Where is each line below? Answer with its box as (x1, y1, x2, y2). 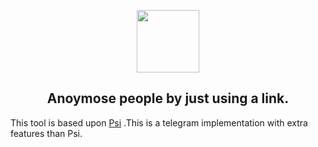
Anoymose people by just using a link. (46, 90, 290, 107)
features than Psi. (10, 127, 83, 139)
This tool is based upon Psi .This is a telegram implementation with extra (10, 116, 308, 129)
